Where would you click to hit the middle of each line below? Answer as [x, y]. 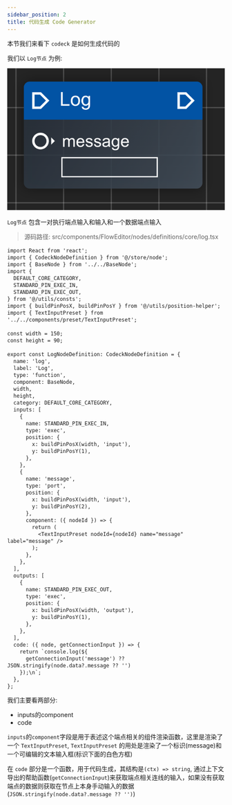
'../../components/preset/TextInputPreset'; [72, 320]
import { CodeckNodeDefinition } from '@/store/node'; [88, 258]
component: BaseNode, [45, 382]
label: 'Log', [33, 369]
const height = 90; [35, 341]
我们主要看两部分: [32, 700]
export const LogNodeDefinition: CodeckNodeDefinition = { [94, 355]
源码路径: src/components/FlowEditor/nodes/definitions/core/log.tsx [121, 237]
